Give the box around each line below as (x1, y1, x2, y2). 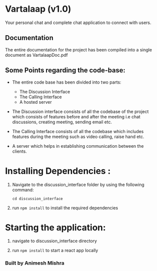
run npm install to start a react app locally (12, 248, 98, 253)
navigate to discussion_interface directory (12, 238, 97, 244)
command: (12, 187, 34, 193)
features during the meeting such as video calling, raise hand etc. (12, 134, 144, 139)
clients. (12, 148, 27, 154)
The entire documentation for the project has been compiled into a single (5, 46, 153, 52)
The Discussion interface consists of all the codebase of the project (12, 109, 149, 114)
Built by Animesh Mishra (5, 260, 65, 267)
